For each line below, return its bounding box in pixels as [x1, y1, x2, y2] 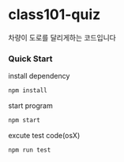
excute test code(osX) [8, 130, 81, 140]
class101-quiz [8, 6, 101, 24]
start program [8, 101, 53, 110]
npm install [8, 87, 47, 94]
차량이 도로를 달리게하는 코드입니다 [8, 33, 116, 42]
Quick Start [8, 53, 53, 64]
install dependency [8, 71, 70, 81]
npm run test [8, 145, 51, 154]
